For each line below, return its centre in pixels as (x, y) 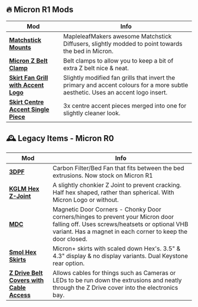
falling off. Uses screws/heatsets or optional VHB (121, 224)
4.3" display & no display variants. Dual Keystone (121, 256)
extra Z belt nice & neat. (96, 68)
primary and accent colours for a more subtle (126, 85)
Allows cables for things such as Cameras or (114, 273)
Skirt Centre (27, 102)
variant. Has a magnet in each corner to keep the (120, 231)
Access (20, 295)
